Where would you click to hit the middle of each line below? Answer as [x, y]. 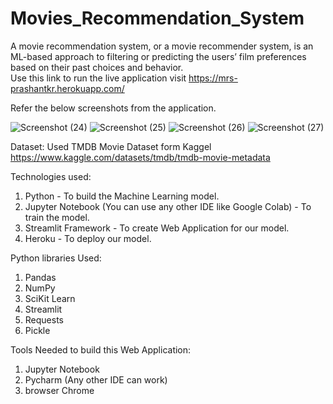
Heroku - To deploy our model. [88, 238]
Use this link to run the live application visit [98, 78]
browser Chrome [59, 390]
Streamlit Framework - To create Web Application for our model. [157, 228]
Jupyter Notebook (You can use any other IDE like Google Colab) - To [168, 206]
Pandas [40, 277]
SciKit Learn [50, 298]
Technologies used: [51, 176]
